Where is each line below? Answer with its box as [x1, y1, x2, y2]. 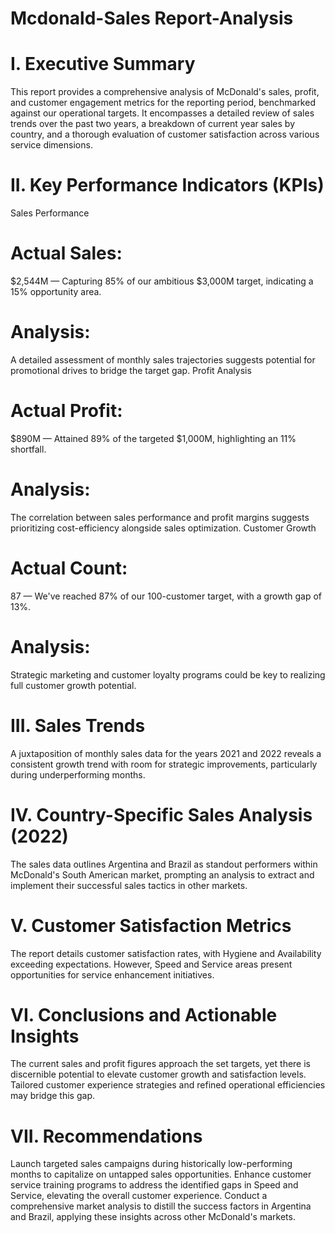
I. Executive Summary [10, 53, 196, 76]
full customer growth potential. [10, 679, 137, 691]
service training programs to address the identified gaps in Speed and [10, 1179, 299, 1191]
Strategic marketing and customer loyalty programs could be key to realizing [10, 668, 326, 681]
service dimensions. [10, 139, 93, 151]
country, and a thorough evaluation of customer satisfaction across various [10, 128, 320, 141]
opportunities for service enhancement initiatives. [10, 968, 215, 981]
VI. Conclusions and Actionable [10, 1003, 278, 1026]
